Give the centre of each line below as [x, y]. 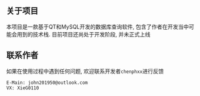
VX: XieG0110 [23, 88]
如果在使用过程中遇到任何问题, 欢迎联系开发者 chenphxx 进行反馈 [85, 71]
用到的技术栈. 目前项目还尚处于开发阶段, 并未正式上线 [83, 34]
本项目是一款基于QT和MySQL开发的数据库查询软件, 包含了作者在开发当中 [98, 27]
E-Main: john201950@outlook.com [47, 83]
